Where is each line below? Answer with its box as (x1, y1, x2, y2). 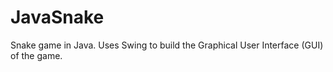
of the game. (10, 49, 63, 61)
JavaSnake (10, 6, 105, 29)
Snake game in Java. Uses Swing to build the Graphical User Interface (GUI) (10, 39, 324, 51)
